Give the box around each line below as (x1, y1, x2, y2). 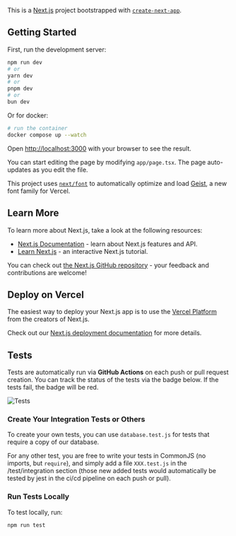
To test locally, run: (7, 508, 63, 516)
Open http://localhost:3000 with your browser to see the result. (7, 144, 192, 153)
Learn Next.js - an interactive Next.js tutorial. (17, 247, 148, 255)
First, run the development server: (7, 45, 107, 54)
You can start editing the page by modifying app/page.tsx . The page (7, 158, 206, 166)
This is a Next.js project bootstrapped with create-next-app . (7, 6, 182, 14)
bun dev (7, 98, 30, 105)
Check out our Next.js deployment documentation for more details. (7, 329, 202, 337)
